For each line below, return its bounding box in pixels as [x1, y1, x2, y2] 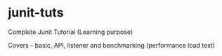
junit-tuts [8, 5, 64, 21]
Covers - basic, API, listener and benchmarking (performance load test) [8, 41, 216, 49]
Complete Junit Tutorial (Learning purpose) [8, 28, 133, 36]
